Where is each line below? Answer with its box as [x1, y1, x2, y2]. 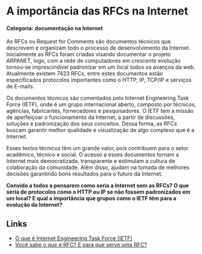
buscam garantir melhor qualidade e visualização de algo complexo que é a [6, 127, 195, 134]
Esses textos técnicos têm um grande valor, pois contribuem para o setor [6, 145, 189, 152]
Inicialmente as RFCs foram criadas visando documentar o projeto [6, 51, 171, 58]
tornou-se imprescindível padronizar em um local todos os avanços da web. [6, 63, 195, 71]
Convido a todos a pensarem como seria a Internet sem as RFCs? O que [6, 182, 189, 189]
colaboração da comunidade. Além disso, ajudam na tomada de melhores [6, 164, 190, 171]
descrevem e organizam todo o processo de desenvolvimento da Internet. [6, 44, 191, 52]
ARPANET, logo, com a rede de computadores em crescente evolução [6, 57, 181, 65]
